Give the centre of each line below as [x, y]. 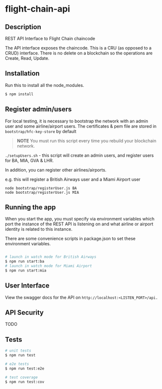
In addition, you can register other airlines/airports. [56, 170]
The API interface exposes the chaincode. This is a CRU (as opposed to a [78, 48]
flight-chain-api [38, 9]
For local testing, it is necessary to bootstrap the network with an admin [77, 121]
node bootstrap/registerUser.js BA [41, 188]
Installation [22, 74]
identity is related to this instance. [39, 229]
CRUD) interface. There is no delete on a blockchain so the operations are [79, 53]
